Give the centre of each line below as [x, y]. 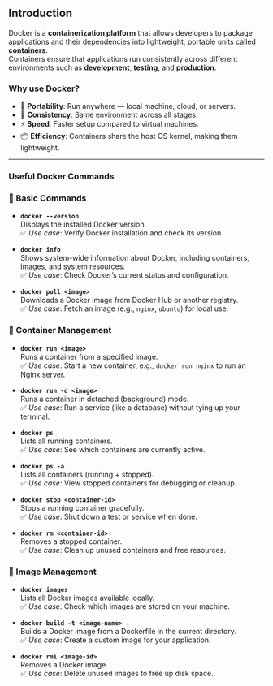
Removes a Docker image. [64, 664]
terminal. [35, 416]
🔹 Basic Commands [48, 198]
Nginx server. [43, 374]
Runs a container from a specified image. [89, 356]
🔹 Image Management [52, 572]
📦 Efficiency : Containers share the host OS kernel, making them [129, 136]
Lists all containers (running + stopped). [87, 474]
